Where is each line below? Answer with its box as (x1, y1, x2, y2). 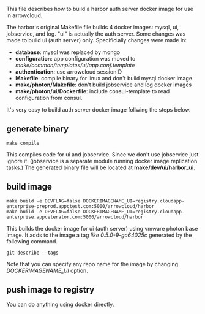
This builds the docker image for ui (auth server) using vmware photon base (6, 224, 198, 232)
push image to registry (6, 285, 95, 295)
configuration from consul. (15, 94, 83, 101)
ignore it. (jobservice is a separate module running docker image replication (6, 157, 198, 164)
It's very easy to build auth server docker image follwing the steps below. (6, 106, 191, 113)
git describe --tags (6, 250, 59, 256)
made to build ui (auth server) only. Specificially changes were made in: (6, 37, 187, 44)
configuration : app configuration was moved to (15, 55, 136, 62)
